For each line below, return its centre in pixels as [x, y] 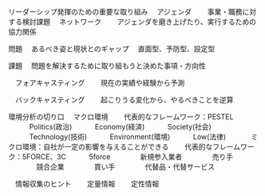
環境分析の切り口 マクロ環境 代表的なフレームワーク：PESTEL [121, 117]
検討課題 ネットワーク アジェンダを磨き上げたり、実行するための [139, 22]
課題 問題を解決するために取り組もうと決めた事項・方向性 [107, 66]
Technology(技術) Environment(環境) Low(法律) [128, 137]
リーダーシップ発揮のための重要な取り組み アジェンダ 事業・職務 [126, 12]
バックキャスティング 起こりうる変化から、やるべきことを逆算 [124, 100]
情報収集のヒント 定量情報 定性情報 [87, 184]
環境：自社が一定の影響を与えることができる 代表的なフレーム [131, 147]
